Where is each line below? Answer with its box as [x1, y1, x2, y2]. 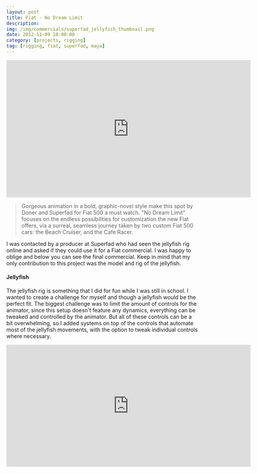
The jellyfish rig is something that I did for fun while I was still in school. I [6, 287, 189, 295]
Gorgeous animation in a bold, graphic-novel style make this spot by [21, 202, 194, 209]
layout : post [6, 9, 40, 15]
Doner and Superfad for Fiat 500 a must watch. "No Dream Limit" [21, 209, 186, 216]
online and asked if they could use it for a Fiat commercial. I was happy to [6, 247, 191, 254]
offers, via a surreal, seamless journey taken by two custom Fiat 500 [21, 222, 194, 229]
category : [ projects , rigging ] [6, 37, 86, 43]
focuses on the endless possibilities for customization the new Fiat [21, 215, 189, 223]
